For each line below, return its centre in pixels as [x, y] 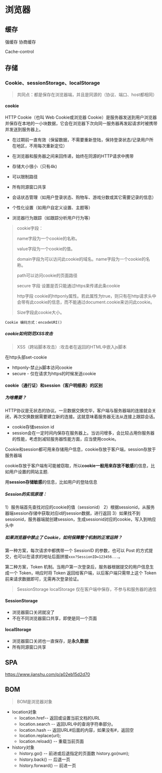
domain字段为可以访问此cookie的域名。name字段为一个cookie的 [81, 259]
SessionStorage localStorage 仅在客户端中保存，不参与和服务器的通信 [87, 589]
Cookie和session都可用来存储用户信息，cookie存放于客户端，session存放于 [81, 449]
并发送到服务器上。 [24, 129]
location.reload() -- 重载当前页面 [52, 741]
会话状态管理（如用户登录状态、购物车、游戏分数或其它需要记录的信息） [84, 197]
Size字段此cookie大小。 [40, 312]
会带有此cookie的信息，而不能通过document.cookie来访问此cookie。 [86, 302]
